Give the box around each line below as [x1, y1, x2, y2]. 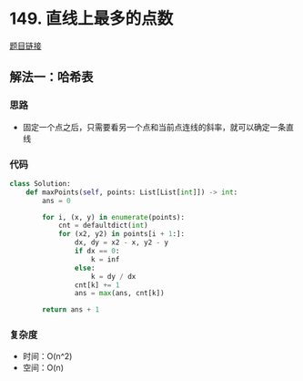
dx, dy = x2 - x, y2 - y [74, 238, 169, 247]
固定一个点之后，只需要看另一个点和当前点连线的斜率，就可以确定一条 [22, 121, 287, 132]
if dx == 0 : [74, 247, 120, 256]
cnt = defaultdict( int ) [57, 221, 148, 231]
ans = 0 [42, 196, 71, 205]
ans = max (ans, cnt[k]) [74, 289, 166, 298]
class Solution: [9, 179, 71, 188]
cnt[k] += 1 [74, 280, 120, 290]
